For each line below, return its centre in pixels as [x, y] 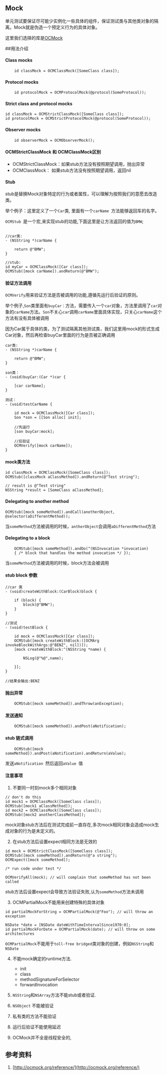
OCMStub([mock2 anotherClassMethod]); [45, 815]
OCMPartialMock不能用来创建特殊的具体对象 [58, 902]
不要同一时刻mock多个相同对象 [44, 787]
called [12, 882]
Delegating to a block [28, 538]
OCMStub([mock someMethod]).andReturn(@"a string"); [61, 855]
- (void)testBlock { [27, 628]
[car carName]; [30, 386]
